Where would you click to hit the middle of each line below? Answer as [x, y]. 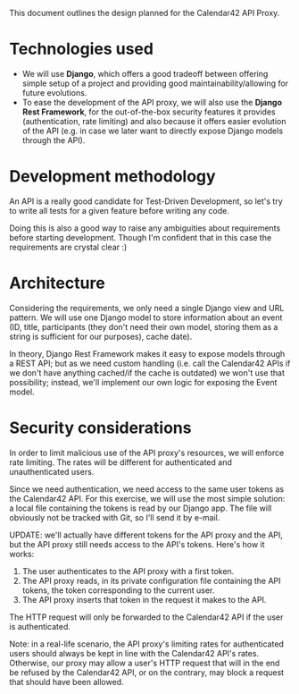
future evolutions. [54, 92]
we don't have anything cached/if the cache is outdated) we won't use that [147, 372]
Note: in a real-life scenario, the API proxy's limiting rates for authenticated [146, 644]
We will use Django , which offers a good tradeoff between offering [145, 73]
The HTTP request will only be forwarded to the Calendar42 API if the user [146, 617]
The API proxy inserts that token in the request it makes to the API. [144, 599]
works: [22, 554]
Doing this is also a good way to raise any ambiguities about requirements [145, 228]
